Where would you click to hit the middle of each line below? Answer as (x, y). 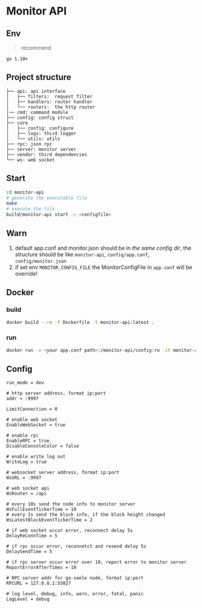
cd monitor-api (25, 192)
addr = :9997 (23, 399)
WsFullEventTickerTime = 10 (41, 510)
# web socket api (28, 489)
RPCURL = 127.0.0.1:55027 (38, 583)
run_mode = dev (25, 383)
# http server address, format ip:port (56, 393)
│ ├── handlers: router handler (50, 102)
